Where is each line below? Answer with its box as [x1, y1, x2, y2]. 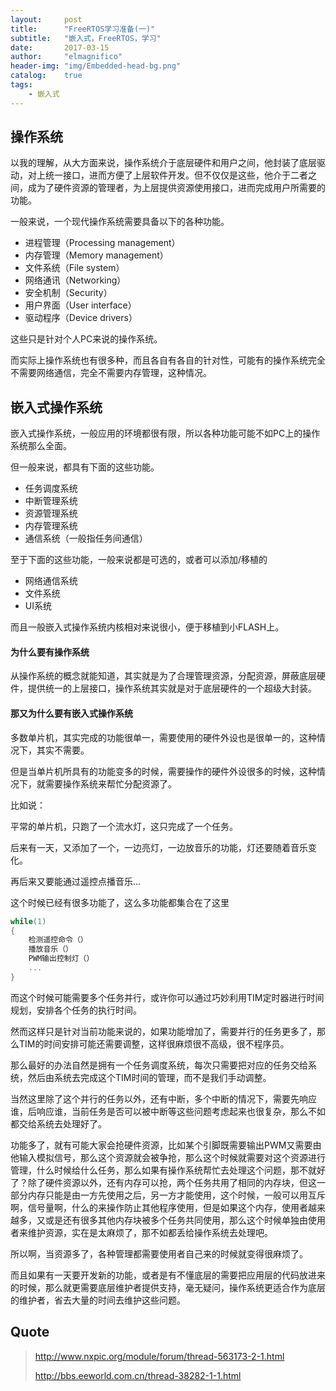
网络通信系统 [24, 575, 78, 587]
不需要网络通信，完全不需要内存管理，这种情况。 [10, 367, 212, 379]
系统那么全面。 [10, 440, 72, 452]
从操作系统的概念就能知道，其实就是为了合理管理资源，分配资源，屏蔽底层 [10, 670, 317, 682]
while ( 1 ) [10, 916, 47, 926]
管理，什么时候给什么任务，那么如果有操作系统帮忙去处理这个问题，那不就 [10, 1164, 317, 1176]
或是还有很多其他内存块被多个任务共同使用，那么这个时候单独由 [44, 1214, 308, 1226]
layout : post [10, 14, 83, 25]
